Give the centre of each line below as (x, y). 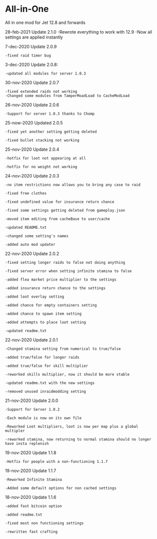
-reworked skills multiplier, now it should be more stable (68, 374)
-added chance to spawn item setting (43, 314)
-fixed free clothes (26, 193)
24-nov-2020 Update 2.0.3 (32, 176)
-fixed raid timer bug (28, 55)
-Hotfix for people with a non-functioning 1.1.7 (57, 461)
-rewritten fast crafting (31, 532)
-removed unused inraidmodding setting (46, 391)
